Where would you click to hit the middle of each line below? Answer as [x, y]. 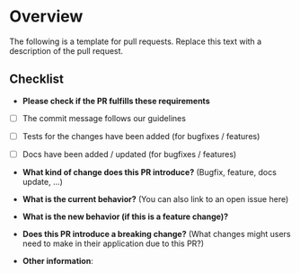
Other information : [58, 260]
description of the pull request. [66, 50]
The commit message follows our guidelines [104, 118]
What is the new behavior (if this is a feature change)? [125, 216]
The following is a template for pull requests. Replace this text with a [136, 41]
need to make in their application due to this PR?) [113, 243]
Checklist [37, 79]
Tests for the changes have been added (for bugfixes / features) [141, 136]
